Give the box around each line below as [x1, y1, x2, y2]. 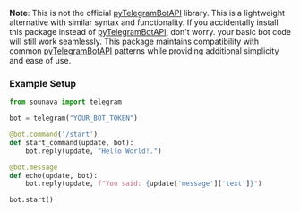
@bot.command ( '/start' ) [9, 130, 99, 140]
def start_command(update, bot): [9, 138, 134, 147]
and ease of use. [9, 55, 72, 65]
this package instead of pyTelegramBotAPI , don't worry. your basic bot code [9, 27, 292, 37]
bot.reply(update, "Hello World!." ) [25, 147, 163, 156]
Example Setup [9, 77, 77, 89]
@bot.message [9, 163, 58, 172]
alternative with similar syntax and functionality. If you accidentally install [9, 17, 279, 28]
